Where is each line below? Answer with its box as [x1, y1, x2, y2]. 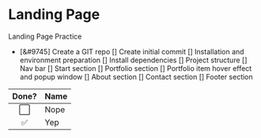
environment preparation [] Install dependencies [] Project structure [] [19, 55, 248, 65]
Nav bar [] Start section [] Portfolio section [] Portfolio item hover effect [19, 63, 252, 73]
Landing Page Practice [8, 32, 82, 41]
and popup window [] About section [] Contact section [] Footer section [19, 72, 253, 81]
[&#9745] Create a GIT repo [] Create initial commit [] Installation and [19, 47, 244, 56]
